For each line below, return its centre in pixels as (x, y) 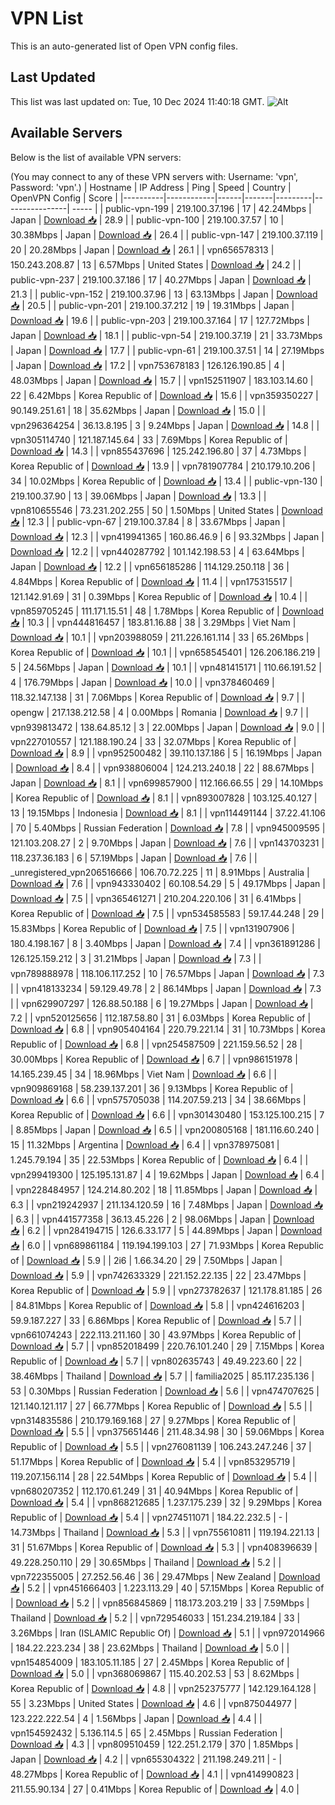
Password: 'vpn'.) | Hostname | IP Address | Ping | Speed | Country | (151, 187)
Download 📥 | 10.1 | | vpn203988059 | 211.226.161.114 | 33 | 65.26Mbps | (160, 637)
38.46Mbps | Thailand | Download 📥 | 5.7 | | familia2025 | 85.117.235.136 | (162, 1376)
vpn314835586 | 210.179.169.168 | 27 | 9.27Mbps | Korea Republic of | (153, 1420)
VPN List (47, 18)
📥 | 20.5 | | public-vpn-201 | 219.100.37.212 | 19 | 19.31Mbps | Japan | (152, 305)
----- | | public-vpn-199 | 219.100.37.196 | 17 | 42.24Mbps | (191, 208)
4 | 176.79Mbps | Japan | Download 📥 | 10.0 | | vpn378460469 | (142, 682)
